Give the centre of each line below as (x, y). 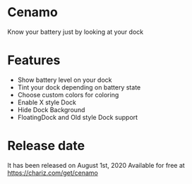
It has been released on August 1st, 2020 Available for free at (96, 165)
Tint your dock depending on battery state (79, 87)
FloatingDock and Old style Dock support (78, 117)
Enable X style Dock (47, 102)
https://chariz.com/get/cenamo (53, 173)
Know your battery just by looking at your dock (75, 32)
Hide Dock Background (51, 109)
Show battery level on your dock (65, 80)
